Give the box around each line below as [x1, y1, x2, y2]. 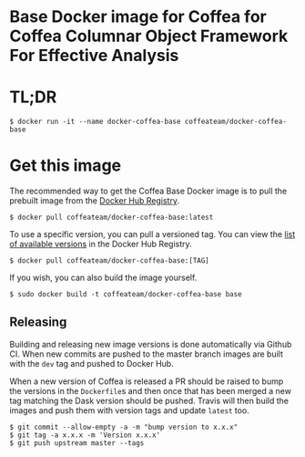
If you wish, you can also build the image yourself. [9, 272, 198, 284]
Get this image [9, 155, 121, 176]
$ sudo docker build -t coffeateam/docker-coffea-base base [9, 290, 243, 299]
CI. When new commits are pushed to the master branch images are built [9, 348, 284, 359]
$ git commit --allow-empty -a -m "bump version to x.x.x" [9, 422, 239, 431]
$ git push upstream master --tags [9, 438, 145, 448]
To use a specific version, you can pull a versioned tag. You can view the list [9, 229, 296, 240]
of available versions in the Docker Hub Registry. [9, 239, 193, 250]
